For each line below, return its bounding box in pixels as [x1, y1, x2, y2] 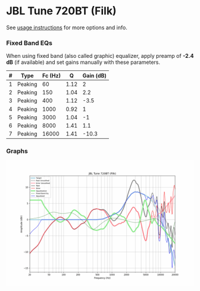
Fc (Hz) [42, 72, 61, 79]
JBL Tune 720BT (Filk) [6, 4, 117, 18]
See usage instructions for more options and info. [6, 24, 128, 31]
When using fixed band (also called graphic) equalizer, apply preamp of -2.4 [6, 52, 194, 60]
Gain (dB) [82, 72, 107, 79]
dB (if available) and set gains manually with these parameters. [6, 58, 161, 66]
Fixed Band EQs [6, 39, 52, 47]
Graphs [6, 147, 28, 155]
